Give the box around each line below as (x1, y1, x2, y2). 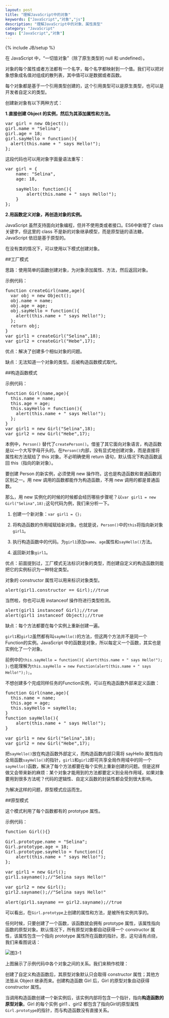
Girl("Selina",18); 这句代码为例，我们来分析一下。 (5, 500, 112, 506)
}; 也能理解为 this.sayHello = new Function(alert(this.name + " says (5, 663, 151, 669)
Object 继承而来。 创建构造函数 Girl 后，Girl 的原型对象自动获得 (19, 978, 150, 984)
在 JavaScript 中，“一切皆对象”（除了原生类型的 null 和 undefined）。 (5, 55, 147, 61)
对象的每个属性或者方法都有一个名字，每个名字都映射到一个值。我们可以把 (5, 66, 159, 72)
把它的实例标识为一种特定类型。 (5, 567, 71, 573)
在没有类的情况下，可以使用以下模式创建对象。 (5, 246, 102, 251)
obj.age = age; (10, 303, 48, 308)
